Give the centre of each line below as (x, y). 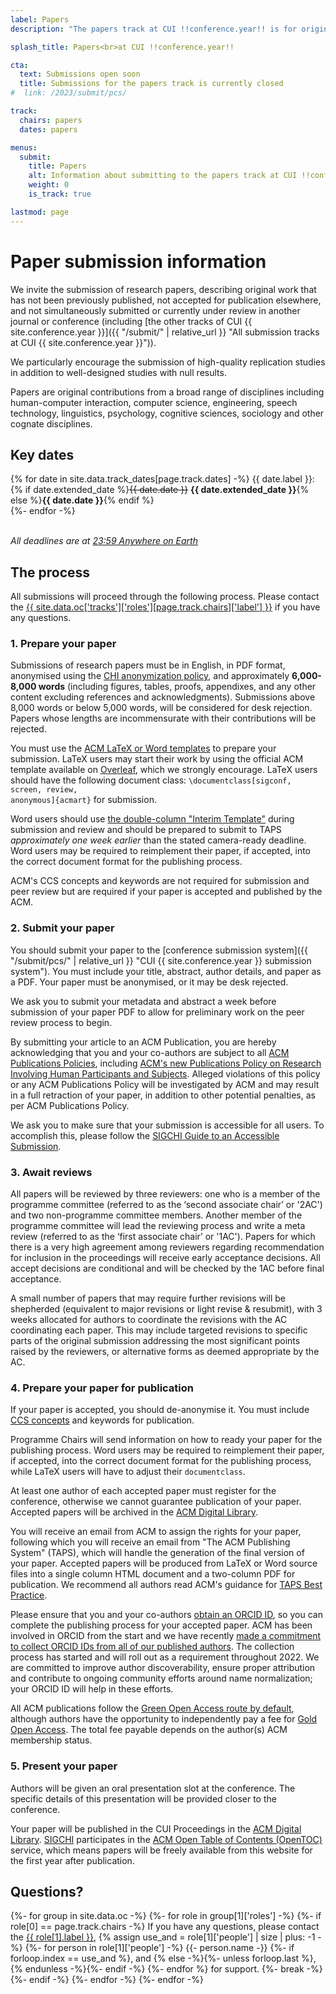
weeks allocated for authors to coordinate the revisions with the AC (149, 1320)
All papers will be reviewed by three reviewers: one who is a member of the (165, 1194)
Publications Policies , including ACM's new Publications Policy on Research (166, 1063)
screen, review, (44, 790)
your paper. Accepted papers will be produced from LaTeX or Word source (164, 1563)
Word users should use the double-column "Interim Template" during (152, 819)
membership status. (51, 1740)
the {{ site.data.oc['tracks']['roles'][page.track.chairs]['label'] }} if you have (165, 607)
